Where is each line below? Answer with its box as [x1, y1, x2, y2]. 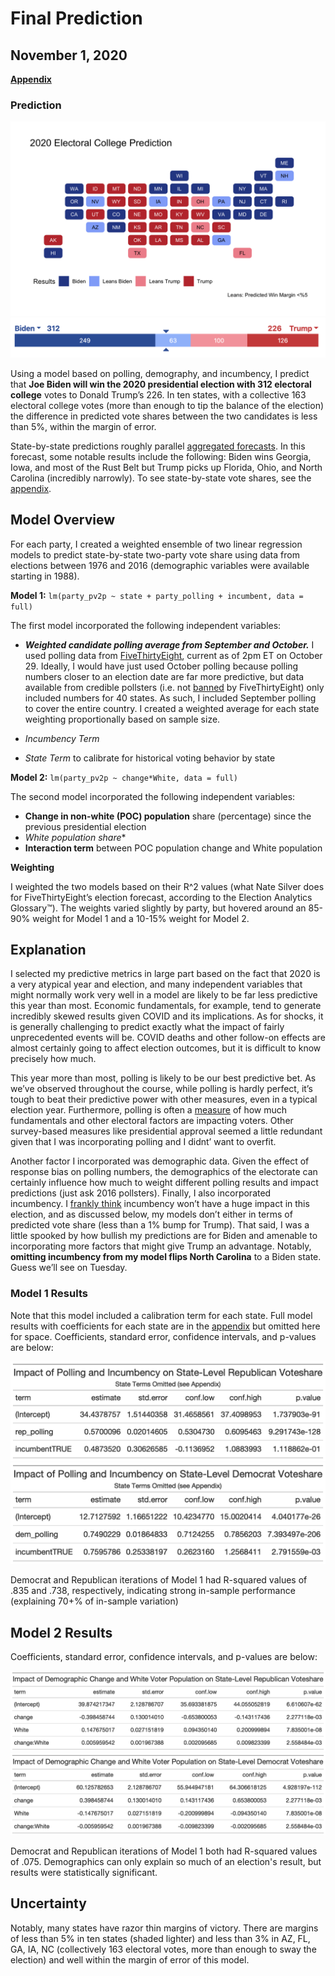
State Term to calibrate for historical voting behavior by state [24, 752, 276, 764]
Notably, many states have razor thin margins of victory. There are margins [10, 1922, 319, 1934]
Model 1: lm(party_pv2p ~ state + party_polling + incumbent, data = [10, 589, 304, 601]
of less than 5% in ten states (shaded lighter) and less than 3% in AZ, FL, [10, 1932, 311, 1944]
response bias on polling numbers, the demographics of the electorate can [10, 1166, 318, 1178]
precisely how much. [10, 1053, 97, 1065]
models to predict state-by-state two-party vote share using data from [10, 548, 300, 561]
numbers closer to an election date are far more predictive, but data [24, 670, 305, 682]
